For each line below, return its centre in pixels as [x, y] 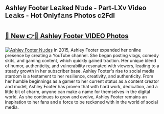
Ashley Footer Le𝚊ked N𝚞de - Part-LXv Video [76, 8]
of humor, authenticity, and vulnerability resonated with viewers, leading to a [82, 66]
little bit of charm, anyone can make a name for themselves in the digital [78, 92]
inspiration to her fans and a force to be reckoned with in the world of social [82, 102]
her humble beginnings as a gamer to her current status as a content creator [82, 81]
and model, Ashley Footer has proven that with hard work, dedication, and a [82, 86]
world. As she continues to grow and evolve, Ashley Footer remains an [76, 97]
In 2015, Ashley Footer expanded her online [97, 50]
